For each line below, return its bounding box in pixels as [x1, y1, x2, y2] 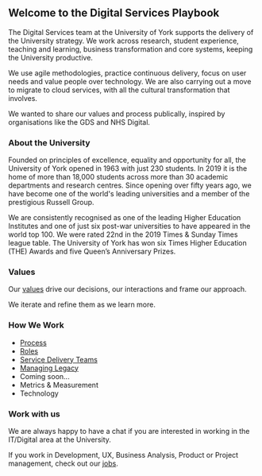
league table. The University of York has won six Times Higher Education [8, 238, 248, 248]
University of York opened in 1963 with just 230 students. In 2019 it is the [8, 164, 248, 173]
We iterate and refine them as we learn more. [8, 300, 156, 309]
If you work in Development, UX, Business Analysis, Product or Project [8, 451, 239, 459]
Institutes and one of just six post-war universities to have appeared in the [8, 222, 251, 231]
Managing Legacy [19, 363, 79, 373]
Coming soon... [19, 371, 70, 381]
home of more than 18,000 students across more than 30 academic [8, 172, 229, 182]
